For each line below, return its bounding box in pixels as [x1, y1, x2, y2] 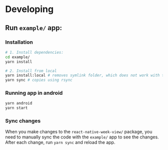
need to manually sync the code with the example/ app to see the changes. [5, 134, 159, 140]
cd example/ [5, 54, 30, 60]
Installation [5, 39, 33, 46]
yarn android [5, 101, 32, 106]
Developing [5, 4, 54, 15]
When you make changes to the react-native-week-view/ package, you [5, 129, 152, 135]
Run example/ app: [5, 24, 62, 32]
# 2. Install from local [5, 68, 57, 73]
